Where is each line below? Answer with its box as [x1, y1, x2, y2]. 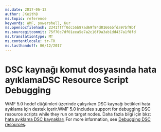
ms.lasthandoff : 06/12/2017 [5, 43, 62, 48]
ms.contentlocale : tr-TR [5, 39, 55, 44]
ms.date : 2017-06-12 [5, 7, 47, 12]
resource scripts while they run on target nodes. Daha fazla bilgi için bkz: [5, 111, 152, 117]
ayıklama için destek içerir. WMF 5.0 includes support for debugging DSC [5, 106, 151, 112]
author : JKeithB [5, 12, 38, 16]
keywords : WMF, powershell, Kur [5, 20, 71, 26]
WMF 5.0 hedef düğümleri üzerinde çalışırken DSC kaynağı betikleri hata [5, 100, 151, 107]
